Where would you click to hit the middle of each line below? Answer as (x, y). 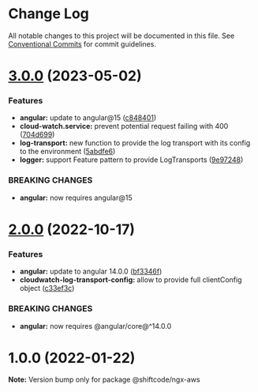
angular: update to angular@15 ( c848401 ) (88, 118)
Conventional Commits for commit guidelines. (82, 43)
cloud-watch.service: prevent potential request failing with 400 (124, 126)
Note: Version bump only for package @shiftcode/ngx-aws (104, 379)
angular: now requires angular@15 (76, 198)
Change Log (49, 14)
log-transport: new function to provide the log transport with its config (135, 143)
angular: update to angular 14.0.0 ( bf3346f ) (91, 271)
